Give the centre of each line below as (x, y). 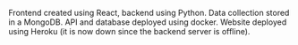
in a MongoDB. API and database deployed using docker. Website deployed (148, 22)
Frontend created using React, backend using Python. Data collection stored (149, 13)
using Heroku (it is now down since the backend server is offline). (129, 31)
